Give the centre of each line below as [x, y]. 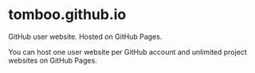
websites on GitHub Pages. [53, 60]
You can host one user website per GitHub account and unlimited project [127, 52]
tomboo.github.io [67, 15]
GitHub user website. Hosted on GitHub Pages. [85, 36]
